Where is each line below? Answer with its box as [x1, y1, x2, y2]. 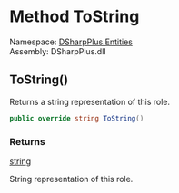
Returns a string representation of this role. [9, 96, 171, 107]
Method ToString [9, 6, 140, 27]
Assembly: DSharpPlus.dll [9, 45, 106, 56]
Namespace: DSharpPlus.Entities [9, 36, 134, 47]
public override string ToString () [9, 113, 144, 123]
